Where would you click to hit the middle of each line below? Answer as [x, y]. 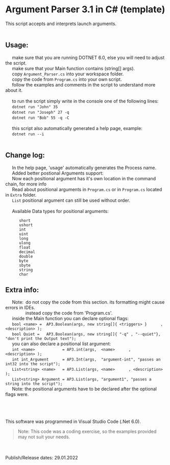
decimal [27, 252]
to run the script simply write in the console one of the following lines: [85, 101]
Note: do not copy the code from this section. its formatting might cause [88, 302]
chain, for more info [26, 184]
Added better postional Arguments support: [58, 173]
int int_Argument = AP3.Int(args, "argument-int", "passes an [86, 360]
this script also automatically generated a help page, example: [77, 128]
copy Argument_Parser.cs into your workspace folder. [68, 74]
